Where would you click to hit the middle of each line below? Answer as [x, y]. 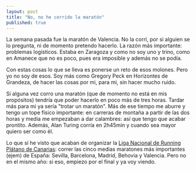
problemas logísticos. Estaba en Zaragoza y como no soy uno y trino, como [98, 52]
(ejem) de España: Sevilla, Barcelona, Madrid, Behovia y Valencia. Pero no [96, 156]
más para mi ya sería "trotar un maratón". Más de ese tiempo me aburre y [96, 107]
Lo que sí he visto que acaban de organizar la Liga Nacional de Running [94, 143]
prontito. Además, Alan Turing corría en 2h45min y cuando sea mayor [91, 125]
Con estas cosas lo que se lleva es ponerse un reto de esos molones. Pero [97, 70]
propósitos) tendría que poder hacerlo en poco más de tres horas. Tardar [95, 100]
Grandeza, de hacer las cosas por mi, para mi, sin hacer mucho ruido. [91, 82]
